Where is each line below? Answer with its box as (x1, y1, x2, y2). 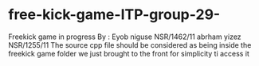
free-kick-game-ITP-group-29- (8, 6, 221, 24)
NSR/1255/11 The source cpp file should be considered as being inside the (8, 40, 252, 49)
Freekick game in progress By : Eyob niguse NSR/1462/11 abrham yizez (8, 32, 241, 41)
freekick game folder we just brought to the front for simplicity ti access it (8, 49, 249, 58)
